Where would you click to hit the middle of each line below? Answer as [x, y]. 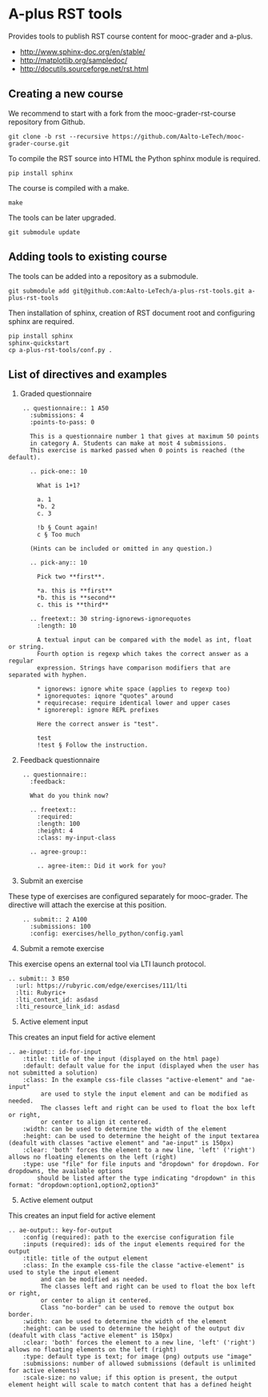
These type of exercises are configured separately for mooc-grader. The [128, 897]
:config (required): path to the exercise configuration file [128, 1237]
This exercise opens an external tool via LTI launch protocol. [107, 964]
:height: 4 [55, 831]
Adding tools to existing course [88, 257]
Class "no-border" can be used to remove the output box [137, 1308]
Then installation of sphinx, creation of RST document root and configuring [132, 313]
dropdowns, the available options [66, 1172]
